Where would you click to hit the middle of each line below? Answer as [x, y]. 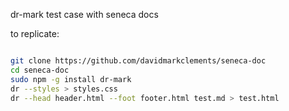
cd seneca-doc [40, 70]
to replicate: [35, 33]
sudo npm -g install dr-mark [71, 79]
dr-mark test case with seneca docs [84, 14]
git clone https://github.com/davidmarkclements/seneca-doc [138, 61]
